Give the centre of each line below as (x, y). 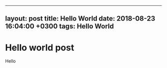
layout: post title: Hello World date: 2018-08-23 (80, 18)
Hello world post (40, 48)
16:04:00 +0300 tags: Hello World (60, 26)
